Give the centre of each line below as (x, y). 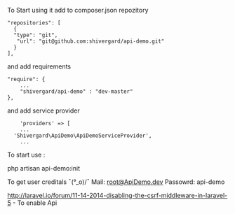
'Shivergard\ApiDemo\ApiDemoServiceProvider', (83, 136)
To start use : (26, 155)
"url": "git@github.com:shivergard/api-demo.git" (90, 41)
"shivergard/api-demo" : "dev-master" (76, 92)
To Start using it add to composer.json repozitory (78, 10)
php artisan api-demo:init (44, 168)
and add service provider (43, 110)
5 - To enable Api (32, 203)
